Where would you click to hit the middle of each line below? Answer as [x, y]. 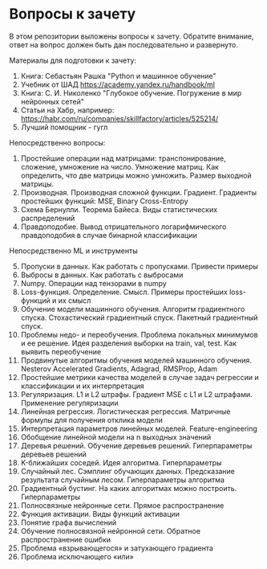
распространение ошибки [66, 539]
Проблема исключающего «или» [77, 556]
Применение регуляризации [69, 403]
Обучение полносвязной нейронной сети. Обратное [111, 530]
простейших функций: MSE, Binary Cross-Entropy [104, 201]
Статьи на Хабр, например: [67, 110]
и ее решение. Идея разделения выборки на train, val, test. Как [129, 343]
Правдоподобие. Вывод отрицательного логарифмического [123, 227]
